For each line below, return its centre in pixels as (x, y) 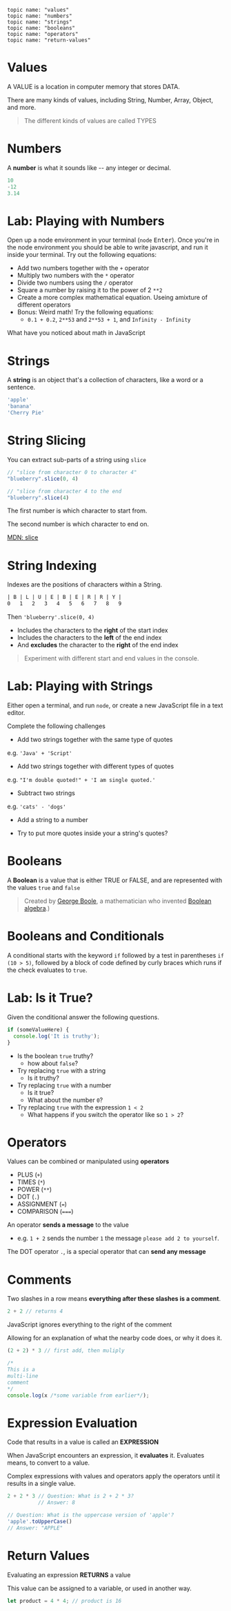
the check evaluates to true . (47, 970)
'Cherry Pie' (26, 413)
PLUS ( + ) (30, 1175)
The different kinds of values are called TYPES (90, 120)
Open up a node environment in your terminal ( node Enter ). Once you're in (113, 240)
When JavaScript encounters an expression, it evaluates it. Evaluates (106, 1456)
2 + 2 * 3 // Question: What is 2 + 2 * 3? (71, 1496)
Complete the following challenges (56, 726)
